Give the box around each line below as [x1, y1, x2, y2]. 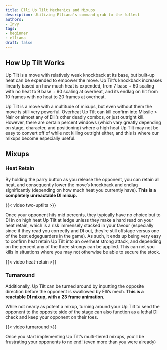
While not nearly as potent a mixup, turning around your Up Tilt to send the [5, 303, 160, 309]
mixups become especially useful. [5, 135, 76, 141]
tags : [5, 26, 17, 31]
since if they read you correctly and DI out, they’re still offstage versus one [5, 228, 159, 234]
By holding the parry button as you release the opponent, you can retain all [5, 177, 160, 183]
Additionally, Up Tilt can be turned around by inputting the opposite [5, 283, 144, 289]
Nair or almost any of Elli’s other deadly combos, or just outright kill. [5, 114, 145, 120]
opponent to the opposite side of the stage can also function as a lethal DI [5, 309, 158, 315]
